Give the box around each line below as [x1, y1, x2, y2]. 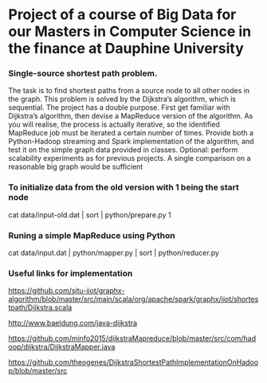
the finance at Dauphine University [8, 40, 245, 57]
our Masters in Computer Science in [8, 22, 252, 41]
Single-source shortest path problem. [8, 68, 158, 79]
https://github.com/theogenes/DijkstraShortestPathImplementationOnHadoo [8, 358, 259, 367]
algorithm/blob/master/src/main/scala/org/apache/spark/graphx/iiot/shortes [8, 295, 259, 304]
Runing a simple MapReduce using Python [8, 229, 175, 240]
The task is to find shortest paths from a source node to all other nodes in [8, 86, 250, 96]
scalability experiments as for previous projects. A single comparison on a [8, 154, 251, 163]
